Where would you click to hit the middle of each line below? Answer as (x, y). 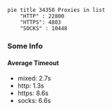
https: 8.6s (33, 93)
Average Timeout (33, 62)
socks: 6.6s (34, 101)
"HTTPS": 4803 (41, 22)
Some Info (25, 46)
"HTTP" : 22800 (42, 16)
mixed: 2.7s (34, 78)
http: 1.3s (31, 86)
